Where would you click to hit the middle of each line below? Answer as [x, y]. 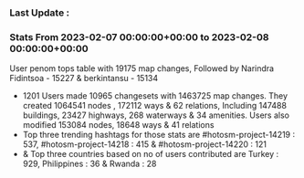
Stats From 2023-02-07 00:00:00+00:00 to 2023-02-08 [139, 37]
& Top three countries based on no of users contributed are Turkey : [151, 154]
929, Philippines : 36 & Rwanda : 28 [89, 164]
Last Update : [40, 13]
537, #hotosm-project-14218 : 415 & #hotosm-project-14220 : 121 [145, 144]
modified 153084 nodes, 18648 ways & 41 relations [118, 125]
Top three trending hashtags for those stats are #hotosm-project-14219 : [159, 135]
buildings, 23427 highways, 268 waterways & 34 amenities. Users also [156, 115]
